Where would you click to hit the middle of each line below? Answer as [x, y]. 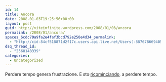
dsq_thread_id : [21, 46]
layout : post [19, 23]
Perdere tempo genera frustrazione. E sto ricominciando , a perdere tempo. [81, 74]
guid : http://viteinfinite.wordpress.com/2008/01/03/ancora [68, 28]
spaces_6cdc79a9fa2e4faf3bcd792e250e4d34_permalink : [61, 38]
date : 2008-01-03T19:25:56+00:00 [40, 19]
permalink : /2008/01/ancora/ [35, 33]
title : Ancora [20, 14]
